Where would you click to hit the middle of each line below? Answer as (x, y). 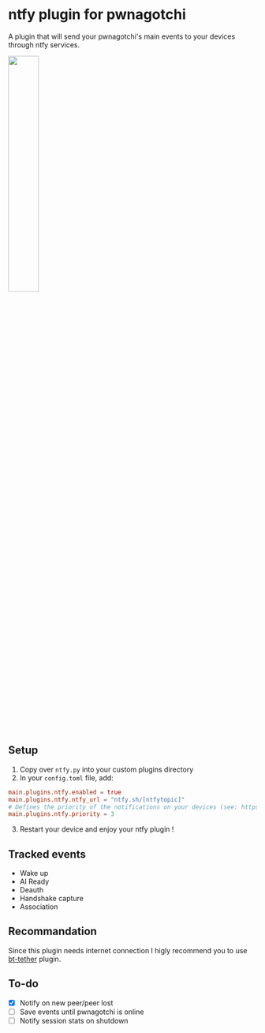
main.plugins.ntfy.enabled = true (65, 792)
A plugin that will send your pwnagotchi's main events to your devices (122, 36)
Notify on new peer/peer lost (66, 1003)
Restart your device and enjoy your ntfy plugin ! (97, 829)
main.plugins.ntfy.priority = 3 (61, 814)
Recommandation (52, 932)
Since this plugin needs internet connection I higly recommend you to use (128, 950)
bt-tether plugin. (35, 959)
